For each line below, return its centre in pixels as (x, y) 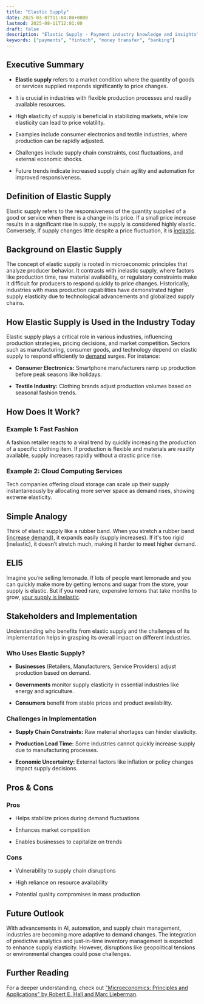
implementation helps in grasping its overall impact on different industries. (99, 637)
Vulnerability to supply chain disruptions (66, 871)
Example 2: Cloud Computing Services (64, 471)
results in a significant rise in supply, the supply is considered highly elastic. (101, 224)
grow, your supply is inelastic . (43, 597)
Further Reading (38, 973)
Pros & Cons (30, 788)
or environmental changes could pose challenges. (69, 954)
